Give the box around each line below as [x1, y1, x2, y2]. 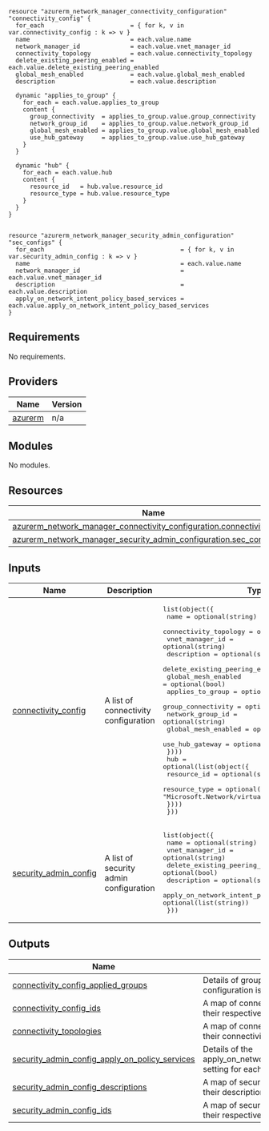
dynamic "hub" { [15, 162, 70, 170]
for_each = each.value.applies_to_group [22, 98, 159, 106]
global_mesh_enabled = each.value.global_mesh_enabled [15, 70, 246, 78]
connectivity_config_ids [12, 1002, 102, 1013]
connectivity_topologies [12, 1025, 102, 1037]
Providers [8, 375, 58, 388]
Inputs [8, 561, 42, 575]
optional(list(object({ [163, 763, 250, 772]
